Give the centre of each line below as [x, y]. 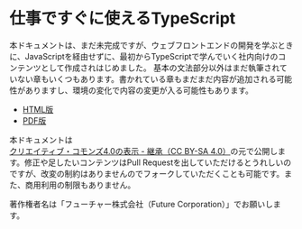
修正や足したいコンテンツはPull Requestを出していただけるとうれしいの [158, 162]
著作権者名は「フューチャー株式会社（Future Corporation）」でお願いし [141, 204]
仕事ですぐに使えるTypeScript [123, 18]
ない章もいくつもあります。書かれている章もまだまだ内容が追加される [146, 78]
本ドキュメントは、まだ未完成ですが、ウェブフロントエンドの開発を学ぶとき [151, 45]
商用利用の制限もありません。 [80, 185]
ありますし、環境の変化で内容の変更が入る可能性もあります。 [139, 90]
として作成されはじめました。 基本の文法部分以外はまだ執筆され [160, 68]
